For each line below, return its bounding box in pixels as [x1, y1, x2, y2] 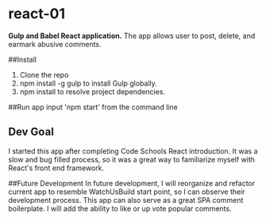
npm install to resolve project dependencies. [19, 86, 165, 96]
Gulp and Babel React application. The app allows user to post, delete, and [8, 31, 256, 40]
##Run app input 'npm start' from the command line [8, 102, 179, 112]
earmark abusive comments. [8, 39, 102, 48]
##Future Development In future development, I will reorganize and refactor [8, 178, 256, 188]
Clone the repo [19, 70, 69, 79]
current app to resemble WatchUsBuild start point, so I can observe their [8, 187, 245, 196]
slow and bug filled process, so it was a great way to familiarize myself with [8, 154, 256, 164]
